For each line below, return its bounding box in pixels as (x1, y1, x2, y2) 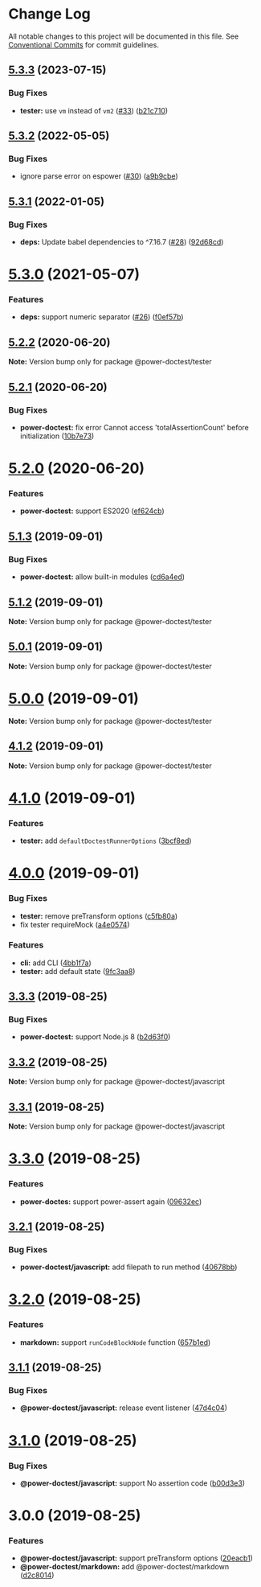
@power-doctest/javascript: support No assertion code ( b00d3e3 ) (19, 1478, 246, 1488)
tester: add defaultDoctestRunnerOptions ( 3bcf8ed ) (19, 836, 192, 845)
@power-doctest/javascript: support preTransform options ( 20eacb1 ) (19, 1553, 253, 1563)
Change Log (8, 5, 91, 23)
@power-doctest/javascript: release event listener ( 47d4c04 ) (19, 1403, 227, 1412)
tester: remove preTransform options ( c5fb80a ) (19, 911, 178, 921)
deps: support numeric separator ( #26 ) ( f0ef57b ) (19, 312, 184, 322)
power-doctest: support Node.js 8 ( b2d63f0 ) (19, 1032, 171, 1042)
